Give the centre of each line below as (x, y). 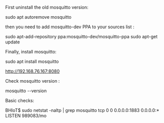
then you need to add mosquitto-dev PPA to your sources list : (70, 27)
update (13, 42)
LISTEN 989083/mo (26, 116)
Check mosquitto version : (33, 81)
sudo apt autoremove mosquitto (38, 17)
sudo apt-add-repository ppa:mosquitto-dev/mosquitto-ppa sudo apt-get (81, 37)
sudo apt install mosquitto (32, 61)
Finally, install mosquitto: (31, 52)
